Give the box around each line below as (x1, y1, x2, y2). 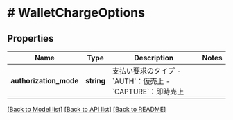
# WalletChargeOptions (7, 5, 146, 21)
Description (134, 53, 174, 62)
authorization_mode (10, 76, 79, 85)
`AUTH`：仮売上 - (112, 76, 171, 86)
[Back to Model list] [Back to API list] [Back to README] (7, 105, 166, 113)
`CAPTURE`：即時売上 (112, 87, 184, 96)
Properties (7, 33, 54, 44)
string (85, 76, 106, 85)
